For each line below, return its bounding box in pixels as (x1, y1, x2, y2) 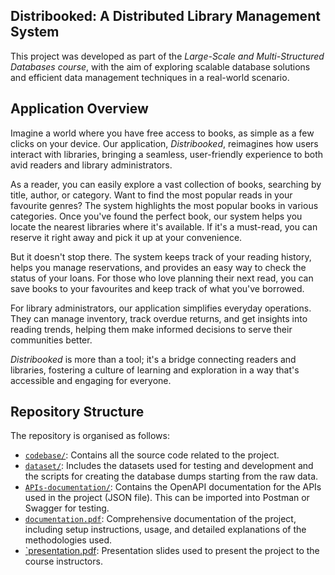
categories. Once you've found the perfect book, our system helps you (10, 210, 303, 222)
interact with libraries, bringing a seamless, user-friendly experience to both (10, 148, 324, 160)
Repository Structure (10, 404, 145, 421)
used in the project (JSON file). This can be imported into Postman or (24, 492, 310, 504)
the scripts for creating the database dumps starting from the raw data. (24, 470, 319, 483)
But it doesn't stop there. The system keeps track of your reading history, (10, 250, 312, 263)
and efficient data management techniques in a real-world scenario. (10, 71, 290, 83)
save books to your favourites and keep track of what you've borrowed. (10, 282, 305, 294)
